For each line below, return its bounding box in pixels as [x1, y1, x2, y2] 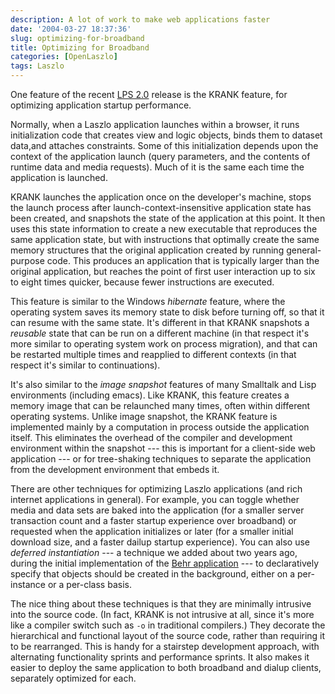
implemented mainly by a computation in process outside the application [10, 421, 310, 433]
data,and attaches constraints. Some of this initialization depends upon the [10, 140, 319, 151]
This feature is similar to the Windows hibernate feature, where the [10, 296, 286, 307]
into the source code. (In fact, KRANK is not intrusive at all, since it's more [10, 609, 315, 620]
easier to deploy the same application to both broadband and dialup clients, [10, 662, 322, 673]
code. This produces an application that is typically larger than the [46, 255, 320, 266]
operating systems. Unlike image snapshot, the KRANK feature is [10, 411, 278, 422]
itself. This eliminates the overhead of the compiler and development [10, 432, 293, 443]
